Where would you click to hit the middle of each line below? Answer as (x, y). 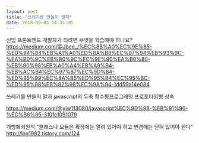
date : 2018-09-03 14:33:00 (40, 22)
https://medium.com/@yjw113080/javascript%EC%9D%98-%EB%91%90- (97, 108)
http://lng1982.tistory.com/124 (43, 134)
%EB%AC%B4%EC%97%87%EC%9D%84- (61, 72)
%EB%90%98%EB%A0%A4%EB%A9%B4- (60, 66)
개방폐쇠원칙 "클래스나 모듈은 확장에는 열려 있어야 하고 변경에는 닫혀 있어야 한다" (100, 127)
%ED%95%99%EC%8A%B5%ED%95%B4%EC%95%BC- (78, 78)
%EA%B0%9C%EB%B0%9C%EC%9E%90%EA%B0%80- (78, 59)
